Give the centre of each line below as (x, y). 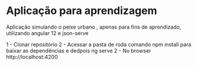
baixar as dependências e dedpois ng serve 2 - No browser (79, 50)
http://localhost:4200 (32, 57)
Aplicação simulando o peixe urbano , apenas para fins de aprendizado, (94, 27)
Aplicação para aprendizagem (82, 11)
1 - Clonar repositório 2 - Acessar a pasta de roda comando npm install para (99, 44)
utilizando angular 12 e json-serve (47, 33)
